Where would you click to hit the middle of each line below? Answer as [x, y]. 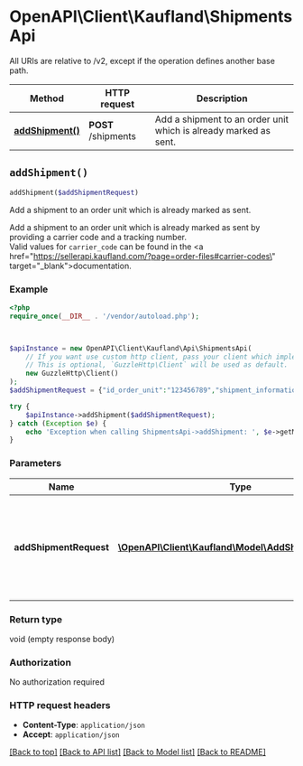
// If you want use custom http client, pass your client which [149, 357]
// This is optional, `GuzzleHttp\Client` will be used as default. [157, 365]
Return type [36, 619]
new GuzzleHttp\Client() [72, 374]
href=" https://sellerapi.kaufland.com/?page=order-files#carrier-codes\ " [142, 256]
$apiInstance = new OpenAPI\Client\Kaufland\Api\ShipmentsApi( [131, 348]
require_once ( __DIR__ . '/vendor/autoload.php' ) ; [105, 316]
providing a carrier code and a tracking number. [98, 237]
